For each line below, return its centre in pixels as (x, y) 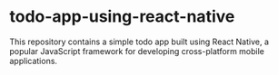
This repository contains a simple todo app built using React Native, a (139, 42)
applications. (33, 61)
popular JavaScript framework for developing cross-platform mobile (137, 51)
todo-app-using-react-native (122, 17)
